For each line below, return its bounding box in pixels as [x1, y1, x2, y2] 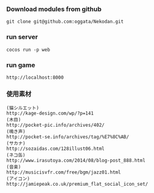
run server [6, 33, 38, 41]
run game [6, 60, 35, 69]
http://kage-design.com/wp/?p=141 [6, 110, 94, 117]
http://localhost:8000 [6, 74, 64, 80]
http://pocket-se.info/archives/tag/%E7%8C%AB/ [6, 134, 130, 140]
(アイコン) [6, 176, 30, 182]
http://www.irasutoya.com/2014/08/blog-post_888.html [6, 158, 146, 164]
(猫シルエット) [6, 105, 40, 111]
